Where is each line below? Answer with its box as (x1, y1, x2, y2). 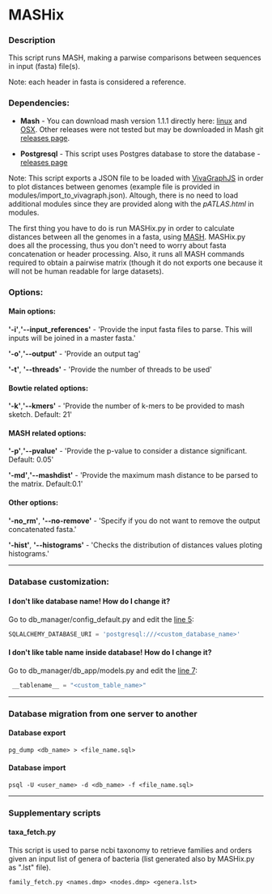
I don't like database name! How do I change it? (8, 597, 171, 607)
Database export (8, 728, 66, 738)
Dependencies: (8, 97, 70, 109)
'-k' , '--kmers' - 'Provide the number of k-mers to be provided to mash (8, 401, 245, 411)
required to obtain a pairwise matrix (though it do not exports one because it (8, 258, 263, 267)
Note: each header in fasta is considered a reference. (8, 77, 186, 87)
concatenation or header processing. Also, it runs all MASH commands (8, 249, 245, 258)
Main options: (8, 306, 57, 317)
